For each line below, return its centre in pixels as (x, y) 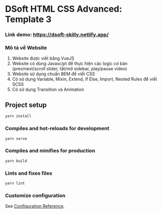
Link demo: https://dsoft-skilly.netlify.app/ (57, 35)
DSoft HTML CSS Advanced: (64, 9)
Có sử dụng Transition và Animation (48, 89)
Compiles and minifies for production (50, 151)
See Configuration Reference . (35, 206)
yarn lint (15, 183)
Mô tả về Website (26, 48)
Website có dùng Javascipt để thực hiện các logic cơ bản (70, 64)
